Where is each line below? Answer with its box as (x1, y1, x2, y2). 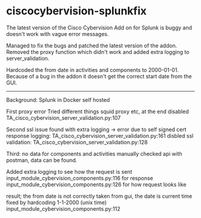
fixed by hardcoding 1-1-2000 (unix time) (6, 199, 107, 206)
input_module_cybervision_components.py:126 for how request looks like (6, 181, 187, 188)
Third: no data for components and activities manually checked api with (6, 150, 182, 157)
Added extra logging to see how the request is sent (6, 168, 133, 175)
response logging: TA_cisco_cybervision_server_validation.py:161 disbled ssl (6, 132, 194, 139)
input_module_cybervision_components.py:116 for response (6, 174, 154, 181)
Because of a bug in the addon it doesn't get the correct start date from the (6, 72, 192, 80)
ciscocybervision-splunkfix (6, 4, 147, 18)
